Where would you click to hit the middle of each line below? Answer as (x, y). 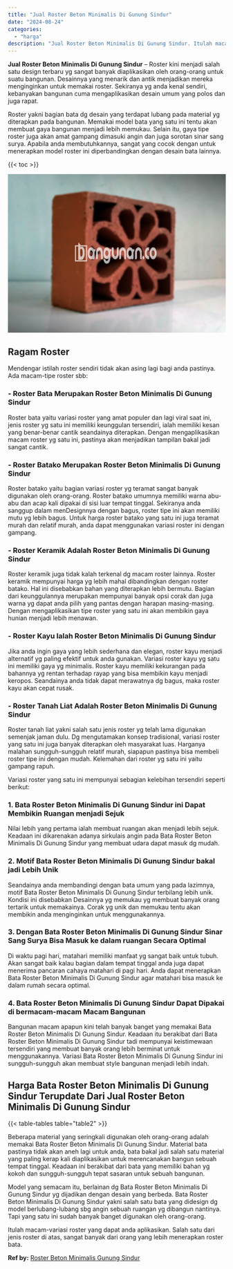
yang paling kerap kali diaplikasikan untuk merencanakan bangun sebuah (112, 1158)
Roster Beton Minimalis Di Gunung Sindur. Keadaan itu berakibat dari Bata (113, 1034)
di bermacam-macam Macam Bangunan (77, 1011)
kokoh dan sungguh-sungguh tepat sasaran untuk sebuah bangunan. (106, 1173)
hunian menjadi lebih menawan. (53, 618)
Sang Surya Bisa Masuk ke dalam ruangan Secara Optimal (107, 941)
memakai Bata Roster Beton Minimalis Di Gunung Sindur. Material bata (108, 1144)
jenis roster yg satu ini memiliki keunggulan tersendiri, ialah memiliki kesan (114, 424)
